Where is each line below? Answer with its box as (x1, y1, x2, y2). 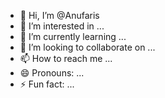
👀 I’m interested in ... (19, 20, 105, 32)
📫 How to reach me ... (19, 53, 113, 64)
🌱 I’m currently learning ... (19, 31, 127, 42)
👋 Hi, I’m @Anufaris (19, 10, 100, 21)
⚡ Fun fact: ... (19, 78, 75, 90)
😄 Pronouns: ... (19, 67, 85, 79)
